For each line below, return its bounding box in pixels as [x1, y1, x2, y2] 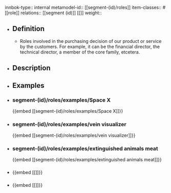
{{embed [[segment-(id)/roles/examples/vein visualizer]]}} [12, 132, 136, 138]
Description [12, 64, 51, 73]
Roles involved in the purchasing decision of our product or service [19, 38, 162, 44]
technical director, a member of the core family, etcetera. [19, 49, 140, 55]
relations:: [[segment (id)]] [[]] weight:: [20, 10, 102, 16]
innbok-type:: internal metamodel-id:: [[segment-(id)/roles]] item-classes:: [5, 5, 162, 10]
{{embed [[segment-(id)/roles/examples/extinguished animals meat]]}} [12, 157, 162, 163]
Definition [12, 25, 45, 33]
